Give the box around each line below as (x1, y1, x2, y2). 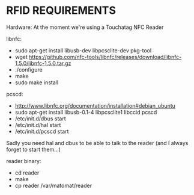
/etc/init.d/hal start (14, 121, 61, 128)
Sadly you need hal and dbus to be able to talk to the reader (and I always (6, 139, 189, 146)
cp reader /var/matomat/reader (14, 182, 92, 189)
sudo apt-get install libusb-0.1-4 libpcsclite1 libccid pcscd (14, 108, 157, 116)
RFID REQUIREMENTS (6, 4, 116, 17)
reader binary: (6, 157, 41, 164)
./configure (14, 66, 43, 73)
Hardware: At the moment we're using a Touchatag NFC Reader (6, 23, 164, 31)
